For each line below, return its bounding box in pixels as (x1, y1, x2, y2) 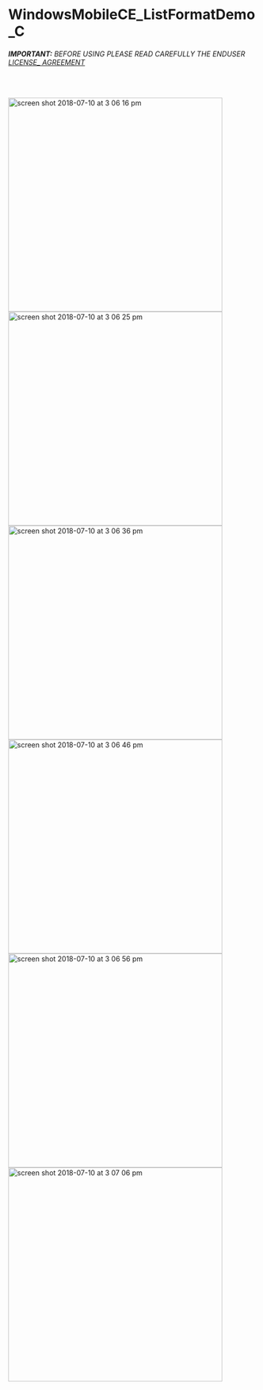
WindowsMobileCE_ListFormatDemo (8, 6, 256, 24)
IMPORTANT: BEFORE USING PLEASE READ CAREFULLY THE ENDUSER (8, 49, 246, 59)
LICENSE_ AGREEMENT (8, 57, 86, 67)
